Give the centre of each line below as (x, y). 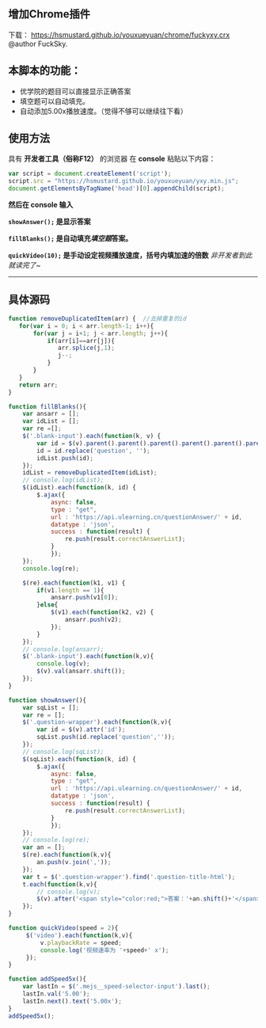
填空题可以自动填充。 (54, 101)
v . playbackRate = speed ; (81, 942)
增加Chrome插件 (49, 14)
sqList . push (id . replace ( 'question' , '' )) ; (106, 737)
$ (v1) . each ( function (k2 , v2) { (102, 612)
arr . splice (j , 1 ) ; (86, 348)
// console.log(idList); (63, 480)
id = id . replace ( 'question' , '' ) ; (93, 451)
